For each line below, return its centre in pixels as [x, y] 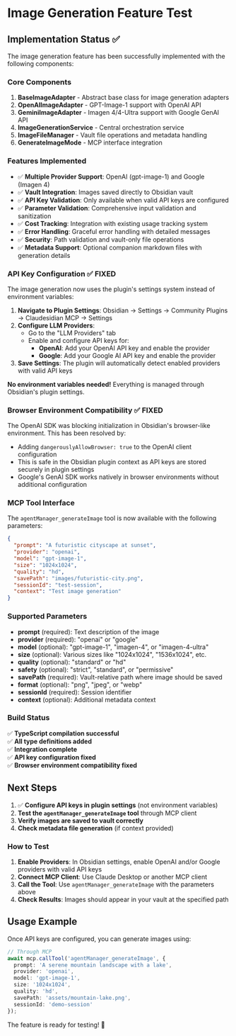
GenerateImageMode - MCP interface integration [90, 142]
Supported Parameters [47, 616]
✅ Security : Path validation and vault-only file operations [101, 240]
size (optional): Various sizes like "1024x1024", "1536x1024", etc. [112, 654]
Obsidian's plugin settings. [46, 392]
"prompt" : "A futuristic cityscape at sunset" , [85, 546]
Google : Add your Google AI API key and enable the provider [127, 355]
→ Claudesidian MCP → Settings [65, 317]
